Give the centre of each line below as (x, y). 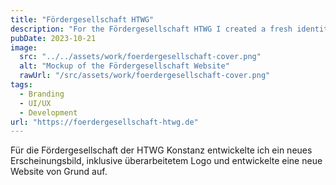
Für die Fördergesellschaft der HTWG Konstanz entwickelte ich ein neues (161, 150)
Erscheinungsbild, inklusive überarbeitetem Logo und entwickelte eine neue (166, 161)
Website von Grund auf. (59, 172)
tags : (21, 85)
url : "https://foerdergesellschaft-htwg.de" (104, 122)
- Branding (42, 94)
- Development (48, 112)
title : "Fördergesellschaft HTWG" (82, 19)
